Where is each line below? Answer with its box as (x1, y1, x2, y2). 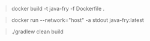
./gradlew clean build (11, 28, 64, 35)
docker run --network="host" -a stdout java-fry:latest (11, 17, 145, 23)
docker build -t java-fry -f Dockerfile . (11, 5, 105, 12)
